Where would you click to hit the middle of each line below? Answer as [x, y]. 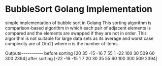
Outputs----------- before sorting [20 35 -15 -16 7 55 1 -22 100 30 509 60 [80, 53]
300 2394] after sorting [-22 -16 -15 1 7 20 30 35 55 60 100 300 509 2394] [81, 58]
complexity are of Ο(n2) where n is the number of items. [62, 43]
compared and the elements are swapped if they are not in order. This [76, 33]
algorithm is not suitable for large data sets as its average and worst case [79, 38]
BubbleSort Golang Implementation [79, 9]
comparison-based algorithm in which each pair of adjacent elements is [78, 28]
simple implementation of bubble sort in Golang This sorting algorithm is [78, 23]
